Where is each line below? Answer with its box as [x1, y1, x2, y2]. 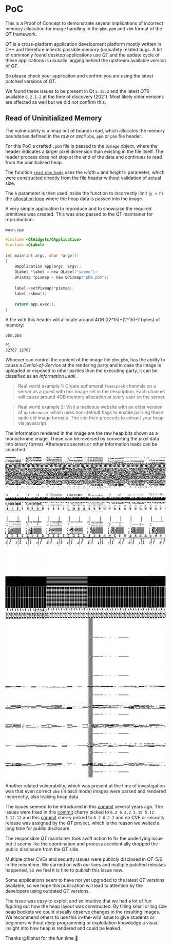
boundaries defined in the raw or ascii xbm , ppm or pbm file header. [5, 133, 143, 139]
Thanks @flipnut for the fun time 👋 [5, 935, 79, 941]
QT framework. [5, 31, 37, 37]
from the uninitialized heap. [5, 159, 63, 165]
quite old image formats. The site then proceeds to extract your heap [17, 415, 164, 421]
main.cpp [5, 227, 24, 233]
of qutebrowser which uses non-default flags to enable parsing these [17, 409, 163, 415]
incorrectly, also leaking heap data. [5, 794, 80, 800]
